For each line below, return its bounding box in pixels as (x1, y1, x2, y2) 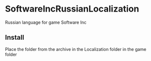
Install (5, 33, 24, 42)
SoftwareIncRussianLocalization (5, 3, 139, 15)
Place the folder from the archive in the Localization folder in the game (5, 46, 147, 52)
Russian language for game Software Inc (5, 19, 87, 25)
